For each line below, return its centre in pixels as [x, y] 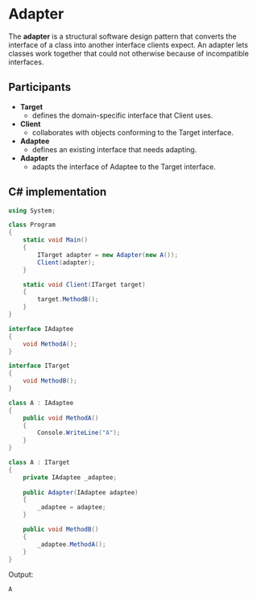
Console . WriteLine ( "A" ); [79, 433]
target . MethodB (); [68, 300]
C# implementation [58, 192]
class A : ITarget [39, 463]
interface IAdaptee [41, 329]
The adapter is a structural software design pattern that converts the [122, 36]
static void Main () [56, 240]
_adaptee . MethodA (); [72, 544]
